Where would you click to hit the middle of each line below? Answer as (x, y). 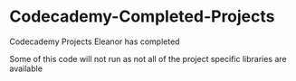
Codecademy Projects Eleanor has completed (95, 41)
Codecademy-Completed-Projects (142, 17)
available (26, 68)
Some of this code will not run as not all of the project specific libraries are (148, 58)
